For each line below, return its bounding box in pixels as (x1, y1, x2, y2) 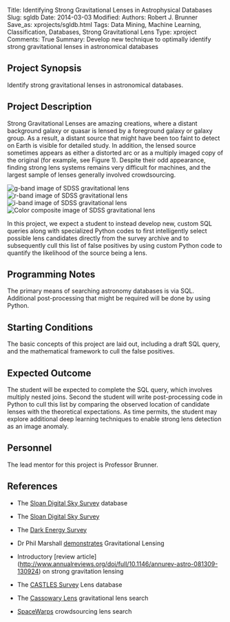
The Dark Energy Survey (17, 525, 87, 534)
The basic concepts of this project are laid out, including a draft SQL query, (7, 340, 220, 348)
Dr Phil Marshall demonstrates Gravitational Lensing (17, 538, 165, 547)
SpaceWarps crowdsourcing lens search (17, 607, 132, 615)
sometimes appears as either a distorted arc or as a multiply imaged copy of (7, 148, 224, 157)
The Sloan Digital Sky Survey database (17, 498, 128, 507)
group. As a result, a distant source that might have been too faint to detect (7, 134, 220, 142)
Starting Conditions (7, 321, 93, 333)
